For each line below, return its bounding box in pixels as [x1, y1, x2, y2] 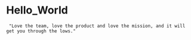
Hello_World [6, 4, 69, 17]
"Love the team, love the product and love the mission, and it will [8, 23, 186, 29]
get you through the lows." [6, 28, 76, 34]
